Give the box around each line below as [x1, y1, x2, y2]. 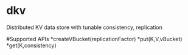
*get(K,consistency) [6, 42, 57, 49]
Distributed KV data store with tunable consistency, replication [6, 24, 163, 31]
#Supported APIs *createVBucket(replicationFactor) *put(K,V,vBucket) [6, 35, 183, 42]
